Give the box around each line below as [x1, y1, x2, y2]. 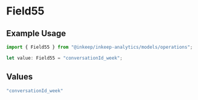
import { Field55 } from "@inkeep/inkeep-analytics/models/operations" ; [6, 44, 193, 50]
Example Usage [6, 28, 66, 39]
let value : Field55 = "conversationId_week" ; [6, 55, 123, 61]
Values [6, 72, 33, 82]
